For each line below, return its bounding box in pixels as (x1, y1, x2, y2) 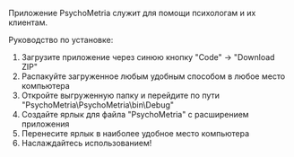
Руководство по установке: (8, 35, 114, 45)
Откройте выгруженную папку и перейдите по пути (21, 90, 220, 100)
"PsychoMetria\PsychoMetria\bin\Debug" (21, 100, 175, 110)
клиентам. (8, 17, 48, 28)
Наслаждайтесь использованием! (21, 138, 152, 148)
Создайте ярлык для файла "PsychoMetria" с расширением (21, 109, 249, 119)
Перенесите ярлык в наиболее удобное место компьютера (21, 128, 250, 138)
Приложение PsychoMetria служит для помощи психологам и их (8, 8, 256, 18)
